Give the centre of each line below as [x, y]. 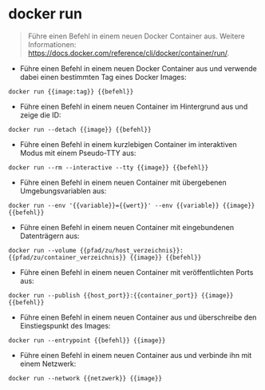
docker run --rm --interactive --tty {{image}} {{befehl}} [109, 167]
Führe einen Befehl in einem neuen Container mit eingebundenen [127, 227]
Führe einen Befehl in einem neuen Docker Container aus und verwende [138, 68]
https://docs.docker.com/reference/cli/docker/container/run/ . [129, 53]
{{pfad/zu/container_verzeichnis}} [67, 257]
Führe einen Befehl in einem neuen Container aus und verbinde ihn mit [136, 355]
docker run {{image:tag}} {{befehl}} [71, 92]
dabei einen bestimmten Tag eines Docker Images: [103, 77]
